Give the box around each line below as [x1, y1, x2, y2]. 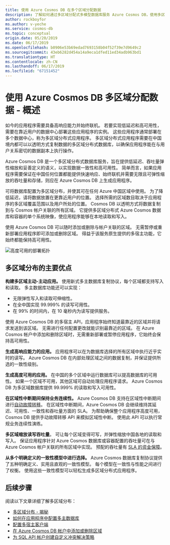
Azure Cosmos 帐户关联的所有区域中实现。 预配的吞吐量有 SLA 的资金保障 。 [5, 444, 165, 450]
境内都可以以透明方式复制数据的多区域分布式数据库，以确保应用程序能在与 [5, 141, 160, 147]
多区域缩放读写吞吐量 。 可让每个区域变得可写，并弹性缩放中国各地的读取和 [5, 431, 162, 437]
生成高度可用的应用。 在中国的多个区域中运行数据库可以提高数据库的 [5, 371, 148, 378]
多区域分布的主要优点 [5, 264, 72, 272]
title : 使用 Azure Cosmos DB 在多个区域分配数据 [5, 7, 101, 13]
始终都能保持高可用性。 [5, 236, 54, 243]
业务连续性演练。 [9, 421, 46, 427]
